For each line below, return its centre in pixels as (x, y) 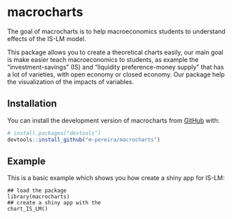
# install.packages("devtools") (54, 133)
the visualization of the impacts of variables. (71, 81)
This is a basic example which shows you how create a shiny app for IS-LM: (116, 178)
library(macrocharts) (39, 197)
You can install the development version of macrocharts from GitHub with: (114, 120)
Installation (32, 104)
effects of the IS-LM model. (47, 38)
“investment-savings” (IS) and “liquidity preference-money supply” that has (116, 67)
